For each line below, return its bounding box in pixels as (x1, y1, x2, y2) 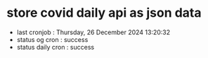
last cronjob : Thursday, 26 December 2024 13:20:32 (16, 28, 171, 36)
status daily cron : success (16, 43, 95, 51)
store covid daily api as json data (6, 5, 202, 21)
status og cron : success (16, 35, 89, 43)
